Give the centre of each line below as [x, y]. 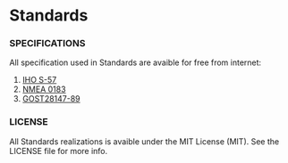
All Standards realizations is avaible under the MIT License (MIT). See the [144, 141]
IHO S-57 [39, 80]
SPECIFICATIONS [47, 44]
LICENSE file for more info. [59, 151]
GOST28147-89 [51, 99]
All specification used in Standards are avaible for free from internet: [136, 62]
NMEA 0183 [44, 89]
